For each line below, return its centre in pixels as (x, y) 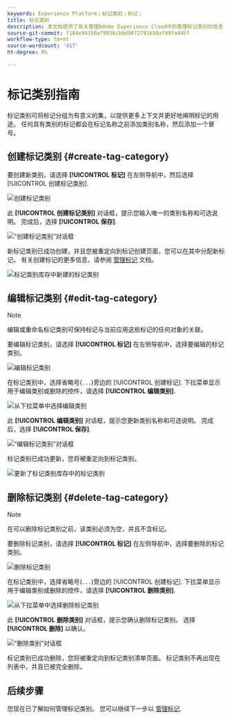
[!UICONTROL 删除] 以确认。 (48, 629)
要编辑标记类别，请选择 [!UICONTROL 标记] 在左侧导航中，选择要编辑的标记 (116, 345)
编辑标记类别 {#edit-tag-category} (83, 298)
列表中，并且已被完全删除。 (47, 667)
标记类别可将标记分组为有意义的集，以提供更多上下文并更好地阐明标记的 (110, 115)
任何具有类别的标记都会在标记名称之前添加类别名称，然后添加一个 (114, 124)
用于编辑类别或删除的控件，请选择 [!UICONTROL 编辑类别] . (91, 391)
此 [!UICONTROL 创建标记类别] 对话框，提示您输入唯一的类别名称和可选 (109, 213)
